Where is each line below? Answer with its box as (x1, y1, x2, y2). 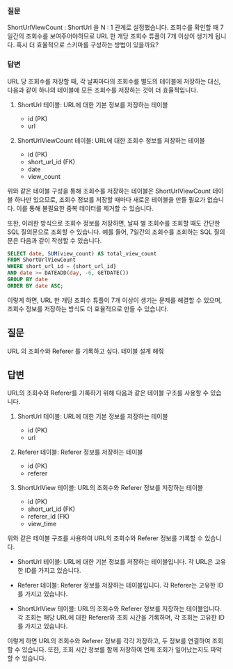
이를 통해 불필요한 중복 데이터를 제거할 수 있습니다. (16, 204, 154, 212)
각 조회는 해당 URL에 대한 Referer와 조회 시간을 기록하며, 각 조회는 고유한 (17, 613, 217, 622)
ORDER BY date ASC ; (7, 282, 64, 290)
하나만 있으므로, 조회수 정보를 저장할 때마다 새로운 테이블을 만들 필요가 (14, 195, 206, 203)
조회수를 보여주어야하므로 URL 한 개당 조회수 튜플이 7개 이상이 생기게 (25, 32, 214, 40)
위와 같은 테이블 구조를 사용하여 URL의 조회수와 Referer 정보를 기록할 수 (7, 534, 203, 542)
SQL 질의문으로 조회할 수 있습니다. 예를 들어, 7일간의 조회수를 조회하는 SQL (7, 228, 213, 236)
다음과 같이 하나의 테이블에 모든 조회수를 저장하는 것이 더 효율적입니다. (7, 86, 198, 94)
